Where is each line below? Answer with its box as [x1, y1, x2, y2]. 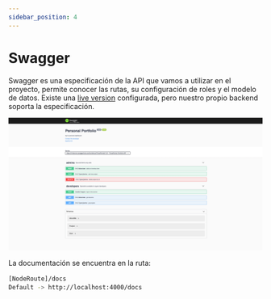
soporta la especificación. [8, 101, 95, 111]
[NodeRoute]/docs [8, 275, 67, 283]
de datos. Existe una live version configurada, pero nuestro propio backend [8, 93, 258, 103]
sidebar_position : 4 [8, 13, 78, 21]
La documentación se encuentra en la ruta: [8, 259, 152, 268]
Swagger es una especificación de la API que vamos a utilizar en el [8, 75, 231, 85]
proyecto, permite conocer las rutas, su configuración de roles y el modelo [8, 84, 256, 94]
